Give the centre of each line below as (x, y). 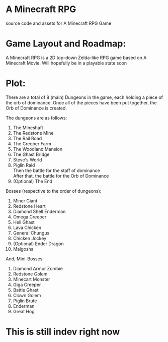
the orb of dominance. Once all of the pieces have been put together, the (81, 102)
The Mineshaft (28, 128)
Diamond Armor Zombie (38, 268)
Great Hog (24, 311)
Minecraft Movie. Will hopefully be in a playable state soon (66, 63)
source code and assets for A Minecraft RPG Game (59, 23)
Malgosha (23, 249)
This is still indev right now (63, 332)
